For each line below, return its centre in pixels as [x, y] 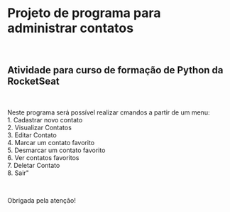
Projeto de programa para [84, 13]
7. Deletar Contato [34, 165]
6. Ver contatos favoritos [43, 157]
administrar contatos [70, 28]
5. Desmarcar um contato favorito [56, 150]
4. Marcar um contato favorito [51, 142]
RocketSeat [34, 81]
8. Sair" [18, 173]
